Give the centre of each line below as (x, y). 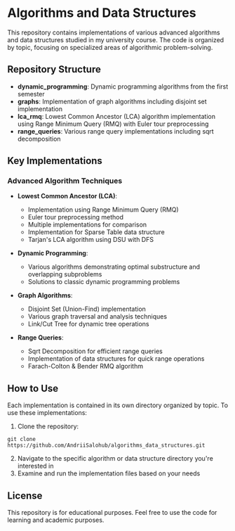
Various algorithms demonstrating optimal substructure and (114, 267)
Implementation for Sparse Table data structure (96, 232)
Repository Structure (54, 69)
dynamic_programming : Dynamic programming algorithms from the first (123, 87)
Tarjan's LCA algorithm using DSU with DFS (91, 240)
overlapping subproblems (65, 274)
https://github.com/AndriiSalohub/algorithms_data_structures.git (106, 446)
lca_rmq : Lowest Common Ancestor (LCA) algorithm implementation (116, 116)
